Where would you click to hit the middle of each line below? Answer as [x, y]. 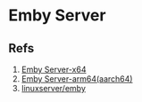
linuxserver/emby [54, 88]
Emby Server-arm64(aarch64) [77, 79]
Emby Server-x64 [54, 69]
